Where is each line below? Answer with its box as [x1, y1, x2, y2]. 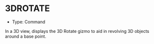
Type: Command [12, 19, 46, 25]
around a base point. [5, 33, 46, 39]
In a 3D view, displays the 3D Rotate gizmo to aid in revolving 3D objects [5, 28, 149, 34]
